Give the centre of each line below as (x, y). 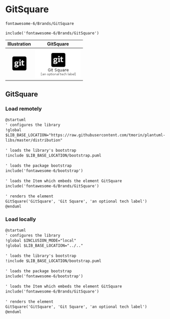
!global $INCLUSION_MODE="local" (41, 241)
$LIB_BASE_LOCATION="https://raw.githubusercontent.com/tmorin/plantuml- (86, 135)
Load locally (21, 219)
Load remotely (24, 109)
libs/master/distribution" (34, 140)
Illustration (19, 44)
